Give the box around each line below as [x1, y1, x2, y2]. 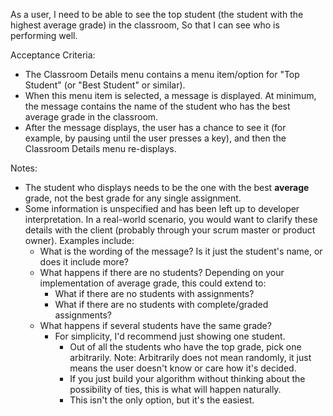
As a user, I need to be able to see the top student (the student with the [10, 9, 304, 20]
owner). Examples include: [24, 235, 135, 246]
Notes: [10, 162, 38, 174]
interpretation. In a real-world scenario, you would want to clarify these [24, 214, 318, 225]
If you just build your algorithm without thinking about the [69, 373, 306, 384]
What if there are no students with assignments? [54, 288, 255, 299]
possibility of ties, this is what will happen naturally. [69, 384, 282, 395]
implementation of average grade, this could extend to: [39, 277, 267, 289]
